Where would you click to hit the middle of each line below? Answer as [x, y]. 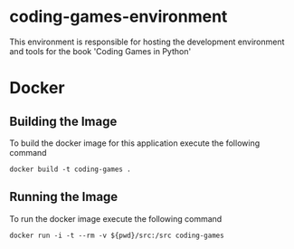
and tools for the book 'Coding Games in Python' [100, 51]
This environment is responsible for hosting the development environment [147, 42]
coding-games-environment [119, 17]
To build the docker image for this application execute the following [135, 143]
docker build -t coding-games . [70, 169]
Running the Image [64, 197]
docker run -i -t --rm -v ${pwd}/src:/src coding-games [117, 235]
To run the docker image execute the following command [116, 218]
